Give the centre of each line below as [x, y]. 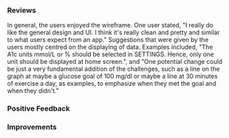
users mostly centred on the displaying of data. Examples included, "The [110, 47]
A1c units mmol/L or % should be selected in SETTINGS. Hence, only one [111, 54]
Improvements [32, 127]
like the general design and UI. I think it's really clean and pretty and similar [113, 32]
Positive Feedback [39, 108]
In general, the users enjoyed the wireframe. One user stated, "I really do [110, 25]
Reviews [22, 10]
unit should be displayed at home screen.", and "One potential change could [115, 62]
